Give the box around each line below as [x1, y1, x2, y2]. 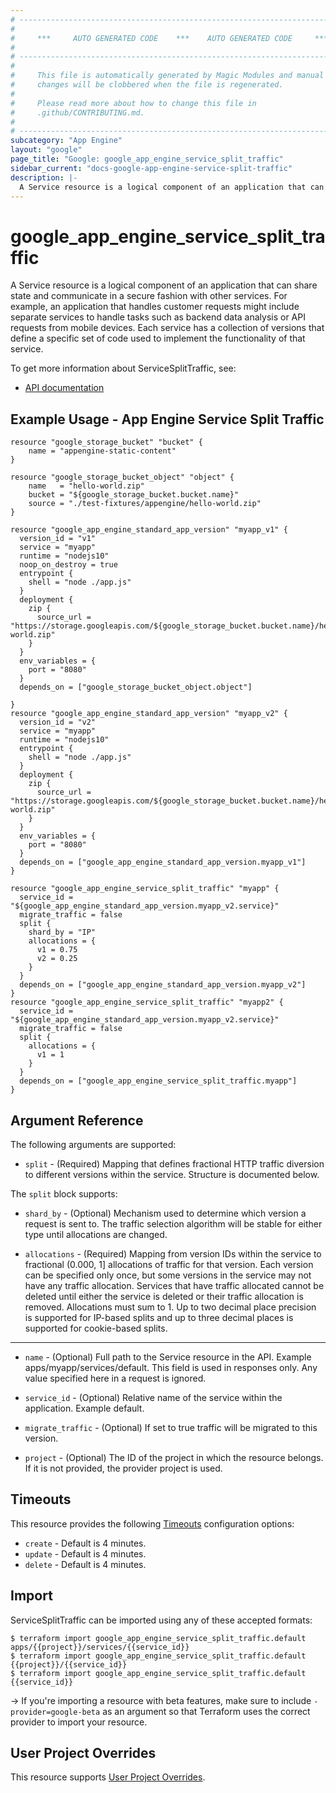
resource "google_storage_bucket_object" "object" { [10, 472, 235, 483]
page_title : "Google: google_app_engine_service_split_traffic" [10, 154, 284, 164]
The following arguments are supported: [10, 1138, 177, 1150]
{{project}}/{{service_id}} [10, 1659, 128, 1670]
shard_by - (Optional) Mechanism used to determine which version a [24, 1207, 307, 1219]
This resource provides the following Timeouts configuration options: [10, 1517, 295, 1530]
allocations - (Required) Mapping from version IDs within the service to [24, 1247, 322, 1260]
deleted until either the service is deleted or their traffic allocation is [24, 1290, 304, 1302]
